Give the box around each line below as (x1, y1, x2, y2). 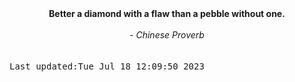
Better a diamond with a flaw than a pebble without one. (48, 8, 286, 19)
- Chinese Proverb (129, 29, 205, 41)
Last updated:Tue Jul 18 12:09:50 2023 (9, 61, 205, 72)
